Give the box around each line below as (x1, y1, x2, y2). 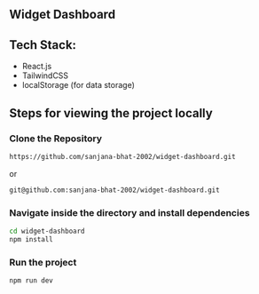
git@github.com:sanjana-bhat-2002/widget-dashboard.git (9, 186, 220, 195)
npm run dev (9, 275, 53, 285)
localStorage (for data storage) (21, 80, 136, 91)
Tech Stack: (9, 37, 77, 52)
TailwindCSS (21, 70, 69, 81)
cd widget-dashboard (9, 226, 86, 235)
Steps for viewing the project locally (9, 106, 213, 121)
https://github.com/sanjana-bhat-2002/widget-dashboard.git (9, 152, 237, 161)
